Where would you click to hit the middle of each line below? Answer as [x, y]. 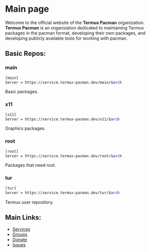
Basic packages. [22, 92]
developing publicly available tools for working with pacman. [66, 38]
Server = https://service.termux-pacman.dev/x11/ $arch [62, 119]
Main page [27, 9]
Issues [19, 245]
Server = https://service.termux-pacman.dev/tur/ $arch [62, 193]
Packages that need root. [31, 165]
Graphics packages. [25, 128]
